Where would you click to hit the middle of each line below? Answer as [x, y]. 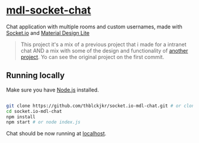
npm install [21, 117]
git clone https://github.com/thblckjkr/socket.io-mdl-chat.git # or [94, 106]
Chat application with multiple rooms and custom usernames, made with [94, 27]
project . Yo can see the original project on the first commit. [92, 57]
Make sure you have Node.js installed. [53, 90]
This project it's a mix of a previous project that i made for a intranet [103, 44]
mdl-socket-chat [49, 10]
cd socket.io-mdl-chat [34, 111]
